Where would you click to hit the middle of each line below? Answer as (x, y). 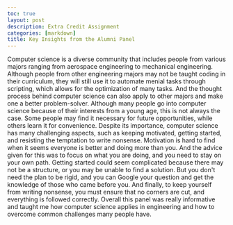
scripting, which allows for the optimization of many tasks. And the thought (115, 89)
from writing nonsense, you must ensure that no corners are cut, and (106, 192)
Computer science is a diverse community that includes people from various (116, 59)
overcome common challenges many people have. (79, 214)
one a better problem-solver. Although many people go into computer (107, 103)
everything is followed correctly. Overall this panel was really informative (111, 199)
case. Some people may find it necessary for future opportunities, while (110, 118)
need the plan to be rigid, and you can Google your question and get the (111, 177)
